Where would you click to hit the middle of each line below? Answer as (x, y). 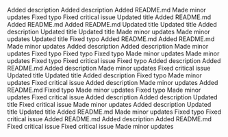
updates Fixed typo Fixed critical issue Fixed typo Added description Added (114, 61)
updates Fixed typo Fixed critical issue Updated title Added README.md (109, 17)
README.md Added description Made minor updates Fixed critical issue (109, 68)
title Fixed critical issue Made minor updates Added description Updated (109, 104)
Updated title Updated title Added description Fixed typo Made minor (104, 75)
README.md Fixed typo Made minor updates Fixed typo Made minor (104, 90)
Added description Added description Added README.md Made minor (107, 10)
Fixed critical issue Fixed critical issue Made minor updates (90, 126)
